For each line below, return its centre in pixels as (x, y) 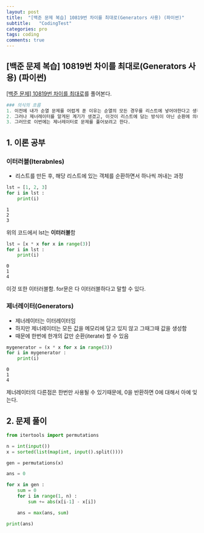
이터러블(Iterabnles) (36, 161)
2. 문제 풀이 (27, 421)
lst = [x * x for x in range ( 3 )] (49, 244)
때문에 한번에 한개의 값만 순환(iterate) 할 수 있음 (72, 336)
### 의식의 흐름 (24, 105)
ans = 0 (16, 474)
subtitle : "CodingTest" (39, 23)
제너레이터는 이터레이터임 (45, 321)
